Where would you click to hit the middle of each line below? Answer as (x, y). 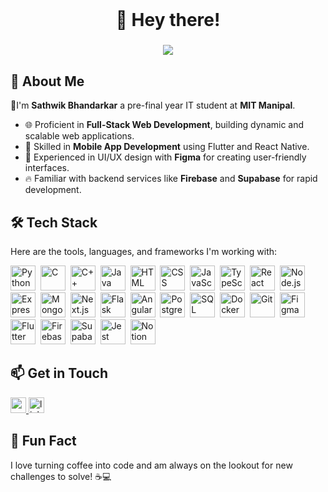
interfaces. (47, 168)
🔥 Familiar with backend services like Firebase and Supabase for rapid (171, 179)
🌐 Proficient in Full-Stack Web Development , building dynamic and (164, 125)
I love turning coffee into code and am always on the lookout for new (151, 465)
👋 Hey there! (168, 20)
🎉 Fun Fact (43, 441)
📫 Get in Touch (59, 373)
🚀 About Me (47, 81)
